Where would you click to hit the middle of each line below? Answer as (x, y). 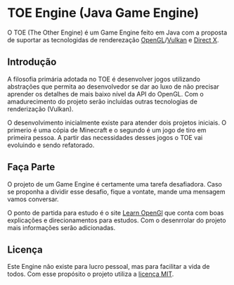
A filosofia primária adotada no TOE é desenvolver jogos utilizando (104, 79)
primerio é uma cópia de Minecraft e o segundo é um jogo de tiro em (107, 130)
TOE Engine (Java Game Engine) (103, 13)
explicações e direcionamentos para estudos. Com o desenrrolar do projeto (117, 220)
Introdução (32, 62)
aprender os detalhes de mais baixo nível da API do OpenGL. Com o (105, 94)
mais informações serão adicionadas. (61, 227)
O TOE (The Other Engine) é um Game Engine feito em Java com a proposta (117, 32)
